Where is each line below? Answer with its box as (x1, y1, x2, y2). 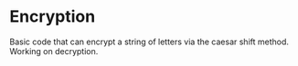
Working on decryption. (9, 45, 99, 56)
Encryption (9, 6, 96, 27)
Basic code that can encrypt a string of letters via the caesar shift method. (9, 36, 290, 47)
